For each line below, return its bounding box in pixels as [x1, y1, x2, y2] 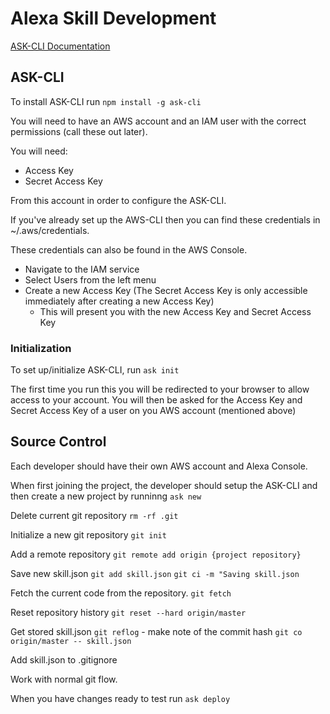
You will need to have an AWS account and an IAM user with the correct [10, 115, 307, 127]
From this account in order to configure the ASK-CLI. [10, 194, 227, 206]
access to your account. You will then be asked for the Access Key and [10, 394, 303, 406]
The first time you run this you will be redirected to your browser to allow [10, 383, 310, 396]
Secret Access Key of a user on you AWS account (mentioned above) [10, 405, 297, 417]
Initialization [10, 341, 72, 355]
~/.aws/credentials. [10, 224, 90, 236]
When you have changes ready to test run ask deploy [10, 692, 231, 704]
